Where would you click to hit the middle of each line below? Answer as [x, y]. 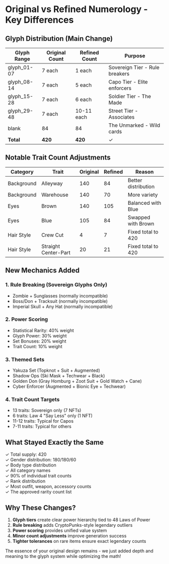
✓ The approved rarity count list [38, 492]
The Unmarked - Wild [134, 125]
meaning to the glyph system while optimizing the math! [63, 556]
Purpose [135, 56]
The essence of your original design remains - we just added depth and [79, 551]
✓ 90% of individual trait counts [38, 476]
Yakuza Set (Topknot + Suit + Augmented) [56, 370]
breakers [119, 74]
